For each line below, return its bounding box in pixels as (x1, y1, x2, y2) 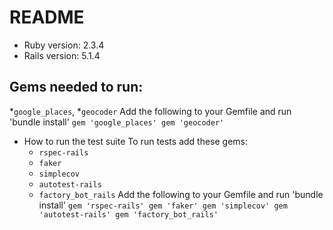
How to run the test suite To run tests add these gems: (23, 135, 249, 147)
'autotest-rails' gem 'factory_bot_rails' (38, 209, 219, 220)
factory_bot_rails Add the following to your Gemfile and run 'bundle (38, 188, 324, 200)
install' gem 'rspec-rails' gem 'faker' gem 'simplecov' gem (38, 199, 288, 211)
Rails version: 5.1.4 (23, 49, 101, 61)
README (9, 6, 85, 29)
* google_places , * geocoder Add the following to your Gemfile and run (9, 105, 292, 117)
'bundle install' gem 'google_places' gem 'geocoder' (9, 116, 225, 128)
